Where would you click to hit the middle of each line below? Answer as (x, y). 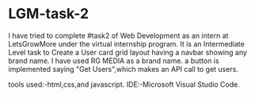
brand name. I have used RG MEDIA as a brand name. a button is (114, 61)
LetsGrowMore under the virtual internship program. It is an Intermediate (127, 43)
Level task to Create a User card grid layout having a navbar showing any (128, 52)
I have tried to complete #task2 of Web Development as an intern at (118, 35)
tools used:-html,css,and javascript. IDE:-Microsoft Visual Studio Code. (124, 84)
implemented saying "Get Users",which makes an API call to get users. (124, 69)
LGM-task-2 (49, 14)
